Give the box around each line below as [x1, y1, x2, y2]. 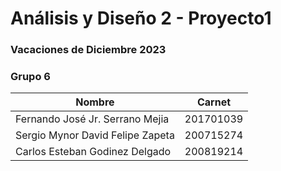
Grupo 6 [10, 70, 51, 84]
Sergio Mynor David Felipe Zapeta [15, 128, 175, 142]
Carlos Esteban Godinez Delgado [15, 145, 172, 159]
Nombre [75, 95, 115, 109]
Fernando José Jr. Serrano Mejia [15, 112, 170, 126]
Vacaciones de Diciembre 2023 [10, 43, 167, 57]
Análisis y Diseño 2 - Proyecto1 [10, 7, 272, 30]
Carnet [196, 95, 232, 109]
